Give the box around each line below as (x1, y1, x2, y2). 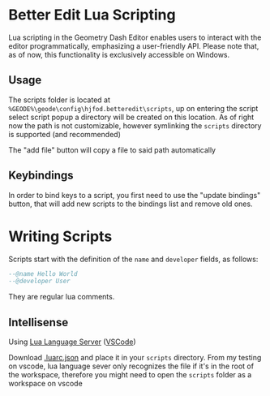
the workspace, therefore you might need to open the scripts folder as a (8, 370, 252, 380)
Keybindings (8, 169, 75, 183)
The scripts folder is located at (8, 95, 111, 105)
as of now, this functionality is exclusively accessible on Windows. (8, 49, 230, 59)
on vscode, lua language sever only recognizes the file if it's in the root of (8, 361, 254, 371)
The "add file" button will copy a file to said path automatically (8, 144, 216, 155)
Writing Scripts (8, 227, 113, 245)
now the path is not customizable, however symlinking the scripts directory (8, 120, 262, 131)
